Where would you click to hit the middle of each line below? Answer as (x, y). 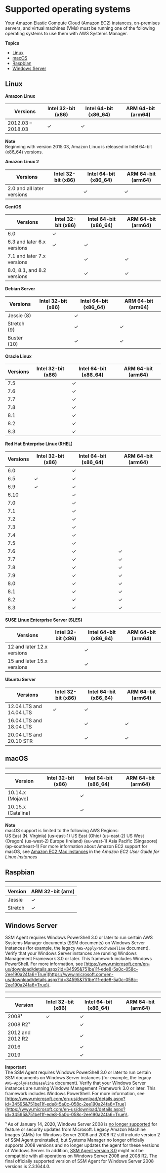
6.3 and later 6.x (27, 242)
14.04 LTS (20, 712)
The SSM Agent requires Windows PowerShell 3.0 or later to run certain (78, 1072)
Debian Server (20, 288)
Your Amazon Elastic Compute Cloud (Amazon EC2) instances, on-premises (83, 23)
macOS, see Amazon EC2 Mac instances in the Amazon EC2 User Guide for (82, 851)
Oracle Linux (19, 356)
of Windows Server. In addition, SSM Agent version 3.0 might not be (75, 1151)
